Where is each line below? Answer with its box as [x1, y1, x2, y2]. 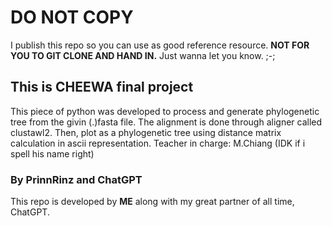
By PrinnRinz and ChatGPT [10, 172, 143, 186]
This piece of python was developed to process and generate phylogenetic [10, 105, 320, 117]
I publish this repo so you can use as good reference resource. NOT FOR [10, 39, 310, 51]
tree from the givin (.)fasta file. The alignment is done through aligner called [10, 116, 323, 128]
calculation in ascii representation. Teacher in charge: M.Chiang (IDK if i [10, 137, 306, 149]
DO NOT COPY [10, 6, 134, 29]
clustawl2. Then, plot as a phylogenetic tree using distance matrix [10, 126, 282, 138]
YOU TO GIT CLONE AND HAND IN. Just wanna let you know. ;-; [10, 49, 276, 61]
